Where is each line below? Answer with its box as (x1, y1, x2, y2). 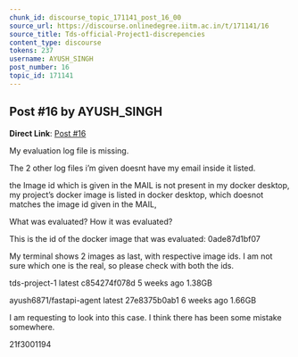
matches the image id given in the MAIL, (9, 198, 157, 210)
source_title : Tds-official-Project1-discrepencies (9, 29, 205, 38)
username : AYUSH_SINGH (9, 54, 94, 63)
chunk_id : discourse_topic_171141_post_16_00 (9, 12, 181, 22)
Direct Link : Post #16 (9, 128, 87, 138)
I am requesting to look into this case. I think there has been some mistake (9, 311, 283, 322)
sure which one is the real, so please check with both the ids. (9, 260, 235, 270)
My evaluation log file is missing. (9, 145, 129, 156)
